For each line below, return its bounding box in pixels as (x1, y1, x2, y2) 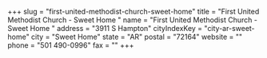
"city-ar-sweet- (204, 24, 255, 33)
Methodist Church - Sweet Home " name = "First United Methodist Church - (7, 15, 257, 25)
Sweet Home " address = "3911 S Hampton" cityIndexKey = (7, 24, 203, 33)
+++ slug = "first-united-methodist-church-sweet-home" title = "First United (7, 7, 260, 16)
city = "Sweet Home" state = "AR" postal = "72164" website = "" (30, 32, 243, 41)
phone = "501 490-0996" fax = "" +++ (7, 41, 134, 50)
